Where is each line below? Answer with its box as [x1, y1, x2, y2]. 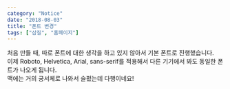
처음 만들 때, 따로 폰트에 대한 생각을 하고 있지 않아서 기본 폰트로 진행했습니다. [7, 49, 215, 57]
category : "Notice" [7, 10, 63, 17]
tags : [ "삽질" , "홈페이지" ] [7, 29, 79, 36]
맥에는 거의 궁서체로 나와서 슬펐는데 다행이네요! [7, 75, 134, 83]
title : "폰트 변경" [7, 23, 57, 29]
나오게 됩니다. [19, 66, 57, 74]
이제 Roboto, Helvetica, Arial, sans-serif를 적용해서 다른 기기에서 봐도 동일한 [7, 58, 216, 66]
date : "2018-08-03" [7, 16, 63, 23]
